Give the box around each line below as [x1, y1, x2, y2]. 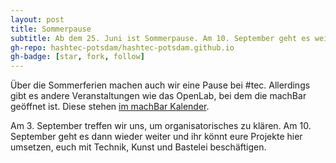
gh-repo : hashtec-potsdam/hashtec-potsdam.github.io [10, 42, 235, 53]
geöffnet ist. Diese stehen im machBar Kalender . [10, 101, 210, 113]
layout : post [10, 14, 65, 25]
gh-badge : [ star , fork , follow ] [10, 52, 145, 62]
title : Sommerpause [10, 24, 92, 34]
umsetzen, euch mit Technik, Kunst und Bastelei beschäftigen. [10, 141, 267, 153]
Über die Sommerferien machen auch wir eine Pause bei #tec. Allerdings [10, 79, 311, 91]
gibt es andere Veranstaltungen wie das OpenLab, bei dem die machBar [10, 90, 307, 102]
